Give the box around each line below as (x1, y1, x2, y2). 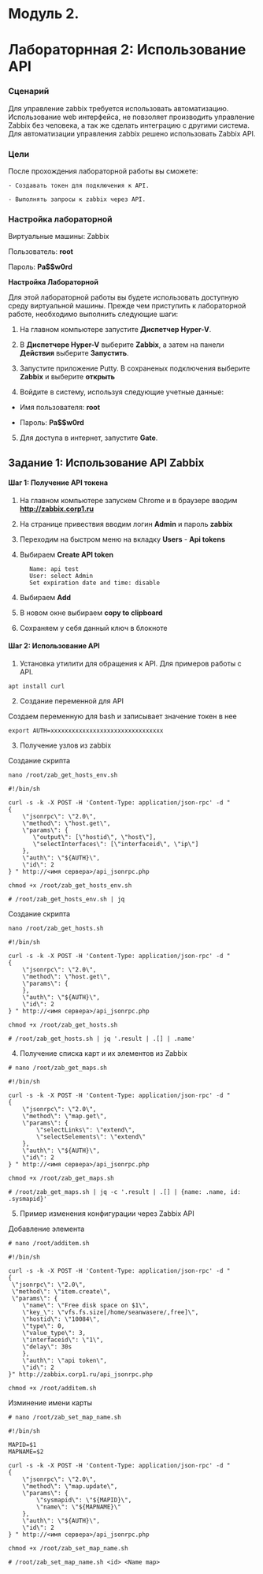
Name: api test (28, 565, 80, 573)
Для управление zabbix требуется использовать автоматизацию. (8, 103, 229, 113)
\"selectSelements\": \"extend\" (36, 1133, 146, 1141)
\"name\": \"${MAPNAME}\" (36, 1503, 122, 1511)
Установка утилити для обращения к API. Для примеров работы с (19, 659, 242, 669)
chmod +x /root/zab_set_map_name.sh (8, 1545, 128, 1553)
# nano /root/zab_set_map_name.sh (8, 1413, 122, 1422)
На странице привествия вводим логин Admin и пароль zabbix (19, 519, 233, 528)
